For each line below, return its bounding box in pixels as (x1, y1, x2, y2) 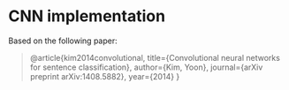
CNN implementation (8, 6, 165, 26)
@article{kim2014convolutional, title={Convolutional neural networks (29, 52, 280, 63)
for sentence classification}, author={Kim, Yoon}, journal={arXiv (29, 62, 263, 72)
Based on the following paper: (8, 35, 118, 46)
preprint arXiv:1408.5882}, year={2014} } (29, 71, 180, 81)
